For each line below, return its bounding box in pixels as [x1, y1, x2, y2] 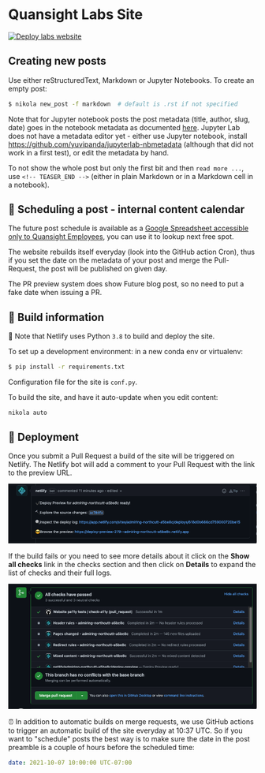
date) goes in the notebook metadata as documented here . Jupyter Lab [8, 122, 241, 132]
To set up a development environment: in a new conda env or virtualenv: [8, 347, 243, 357]
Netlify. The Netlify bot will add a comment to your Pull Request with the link [8, 459, 256, 469]
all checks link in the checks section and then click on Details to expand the [8, 560, 256, 569]
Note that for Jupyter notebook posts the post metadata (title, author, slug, [8, 114, 251, 124]
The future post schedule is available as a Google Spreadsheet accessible [8, 223, 249, 233]
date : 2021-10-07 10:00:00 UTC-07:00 [8, 759, 132, 767]
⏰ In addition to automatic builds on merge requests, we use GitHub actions [8, 716, 254, 726]
